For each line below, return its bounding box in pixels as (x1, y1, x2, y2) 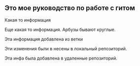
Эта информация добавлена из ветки (4, 36, 83, 42)
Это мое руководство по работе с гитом (4, 4, 135, 12)
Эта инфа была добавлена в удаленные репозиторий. (4, 55, 118, 61)
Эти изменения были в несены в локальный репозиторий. (4, 45, 127, 51)
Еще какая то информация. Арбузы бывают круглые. (4, 27, 116, 33)
